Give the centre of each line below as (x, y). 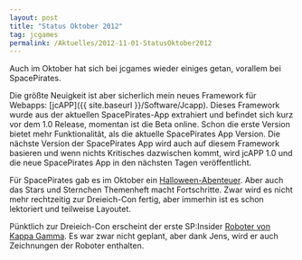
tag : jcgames (34, 34)
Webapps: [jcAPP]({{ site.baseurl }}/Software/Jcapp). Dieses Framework (145, 106)
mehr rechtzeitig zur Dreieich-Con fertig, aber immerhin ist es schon (137, 200)
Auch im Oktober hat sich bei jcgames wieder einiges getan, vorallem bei (146, 69)
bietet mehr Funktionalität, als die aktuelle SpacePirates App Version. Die (145, 134)
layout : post (34, 18)
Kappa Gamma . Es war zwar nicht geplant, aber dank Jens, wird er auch (144, 237)
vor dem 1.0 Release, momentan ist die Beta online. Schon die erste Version (150, 125)
